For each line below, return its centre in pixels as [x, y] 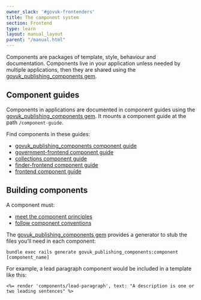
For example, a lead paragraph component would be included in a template [99, 268]
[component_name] [28, 257]
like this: [16, 275]
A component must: [31, 205]
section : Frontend [29, 23]
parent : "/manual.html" [36, 40]
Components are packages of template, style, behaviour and [81, 57]
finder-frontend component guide [56, 165]
